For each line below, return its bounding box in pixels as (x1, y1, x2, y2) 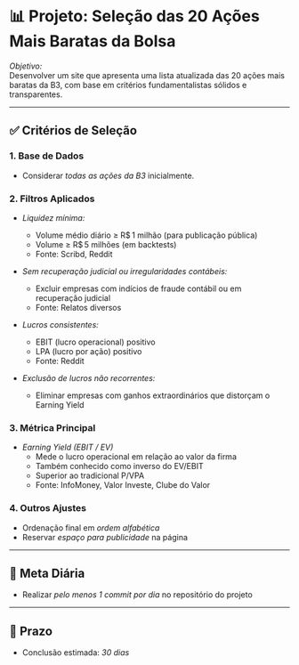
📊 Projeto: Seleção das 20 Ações (9, 6, 260, 27)
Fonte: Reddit (35, 355, 85, 366)
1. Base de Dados (9, 150, 85, 162)
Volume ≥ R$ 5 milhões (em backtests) (35, 239, 177, 249)
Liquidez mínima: (21, 212, 85, 223)
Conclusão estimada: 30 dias (21, 647, 130, 658)
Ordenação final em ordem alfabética (21, 522, 160, 533)
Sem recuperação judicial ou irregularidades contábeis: (21, 265, 228, 276)
